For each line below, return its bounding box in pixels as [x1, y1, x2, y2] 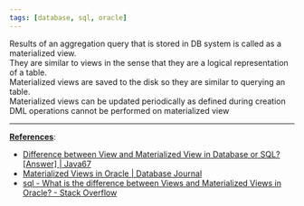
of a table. [9, 67, 47, 78]
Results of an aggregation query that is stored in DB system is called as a [9, 38, 282, 49]
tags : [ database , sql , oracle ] [9, 13, 128, 23]
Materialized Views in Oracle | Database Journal [22, 168, 203, 179]
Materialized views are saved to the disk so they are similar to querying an [9, 76, 286, 87]
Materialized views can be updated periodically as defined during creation [9, 96, 287, 107]
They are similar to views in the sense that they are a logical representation [9, 57, 290, 68]
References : [9, 131, 56, 142]
